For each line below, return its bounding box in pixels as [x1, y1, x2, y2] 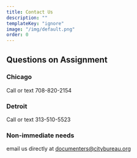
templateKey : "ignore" [6, 20, 64, 26]
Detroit [6, 102, 28, 110]
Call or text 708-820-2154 [6, 86, 72, 94]
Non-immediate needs [6, 131, 75, 140]
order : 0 [6, 32, 29, 38]
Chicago [6, 73, 32, 81]
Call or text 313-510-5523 [6, 116, 71, 123]
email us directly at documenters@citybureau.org [6, 145, 131, 152]
